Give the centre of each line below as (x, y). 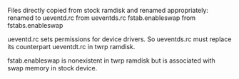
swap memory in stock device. (52, 68)
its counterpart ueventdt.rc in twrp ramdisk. (71, 47)
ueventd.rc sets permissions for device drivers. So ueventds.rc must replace (119, 39)
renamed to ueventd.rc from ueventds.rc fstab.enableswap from (102, 18)
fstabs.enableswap (35, 25)
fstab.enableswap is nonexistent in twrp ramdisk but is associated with (111, 60)
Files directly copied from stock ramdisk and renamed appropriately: (108, 10)
